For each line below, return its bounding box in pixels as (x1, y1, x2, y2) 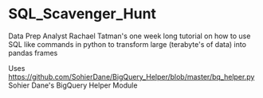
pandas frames (8, 48, 58, 57)
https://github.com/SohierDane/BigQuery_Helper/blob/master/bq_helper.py (8, 72, 255, 81)
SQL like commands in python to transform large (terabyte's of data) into (8, 39, 247, 49)
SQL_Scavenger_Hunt (8, 5, 157, 23)
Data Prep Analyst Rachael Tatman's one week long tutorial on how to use (8, 31, 251, 41)
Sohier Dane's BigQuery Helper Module (8, 80, 138, 90)
